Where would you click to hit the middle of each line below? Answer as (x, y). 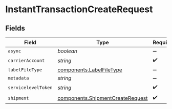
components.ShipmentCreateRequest (103, 98)
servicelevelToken (30, 87)
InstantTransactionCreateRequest (79, 9)
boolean (68, 51)
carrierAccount (26, 60)
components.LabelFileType (90, 70)
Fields (15, 28)
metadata (18, 78)
